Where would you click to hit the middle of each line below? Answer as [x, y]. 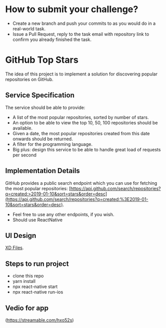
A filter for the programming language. [52, 144]
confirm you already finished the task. [52, 39]
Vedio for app [27, 308]
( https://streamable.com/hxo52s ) [40, 320]
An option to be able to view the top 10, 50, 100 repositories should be [85, 122]
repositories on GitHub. [30, 79]
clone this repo [28, 276]
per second [24, 155]
